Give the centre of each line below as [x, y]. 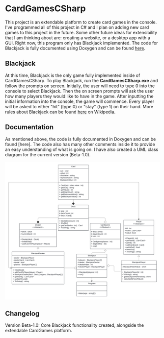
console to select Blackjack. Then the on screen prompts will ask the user [80, 91]
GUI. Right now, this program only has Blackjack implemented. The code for [82, 43]
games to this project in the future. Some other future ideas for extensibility [81, 32]
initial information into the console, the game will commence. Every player [80, 101]
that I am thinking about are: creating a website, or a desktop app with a [78, 38]
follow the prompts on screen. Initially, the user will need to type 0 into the [80, 86]
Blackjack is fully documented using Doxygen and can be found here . [75, 48]
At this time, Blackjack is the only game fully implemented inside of [73, 75]
